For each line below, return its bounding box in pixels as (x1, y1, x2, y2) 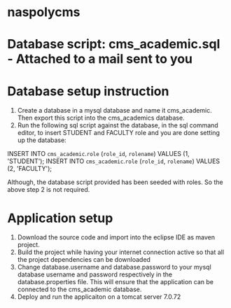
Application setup (7, 210, 113, 226)
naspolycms (7, 4, 80, 20)
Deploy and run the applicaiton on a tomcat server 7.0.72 (17, 293, 181, 301)
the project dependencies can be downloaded (17, 255, 150, 264)
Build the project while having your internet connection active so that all (17, 248, 225, 256)
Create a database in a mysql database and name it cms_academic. (17, 106, 212, 115)
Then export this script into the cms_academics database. (17, 113, 185, 122)
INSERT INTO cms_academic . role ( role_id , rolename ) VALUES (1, (7, 150, 190, 158)
